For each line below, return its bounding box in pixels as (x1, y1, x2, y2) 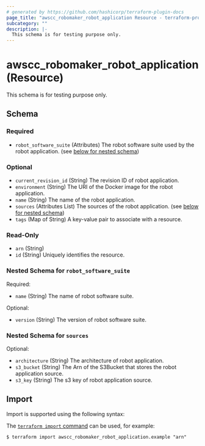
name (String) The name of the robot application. (15, 196, 135, 203)
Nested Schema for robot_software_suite (6, 266, 130, 275)
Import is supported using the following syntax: (6, 410, 125, 417)
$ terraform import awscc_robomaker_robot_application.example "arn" (6, 434, 187, 440)
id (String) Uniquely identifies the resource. (15, 251, 125, 258)
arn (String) (15, 245, 45, 252)
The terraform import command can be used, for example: (6, 422, 155, 430)
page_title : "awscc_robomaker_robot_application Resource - (6, 15, 163, 21)
